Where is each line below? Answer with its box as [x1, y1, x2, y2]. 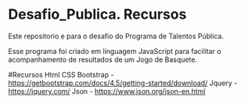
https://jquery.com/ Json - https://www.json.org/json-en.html [8, 86, 206, 95]
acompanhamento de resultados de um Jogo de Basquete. [8, 55, 198, 64]
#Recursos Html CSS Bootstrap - [8, 70, 114, 79]
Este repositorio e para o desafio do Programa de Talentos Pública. [8, 31, 225, 41]
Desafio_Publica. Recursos [8, 5, 187, 23]
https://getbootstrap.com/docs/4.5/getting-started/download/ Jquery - [8, 78, 237, 88]
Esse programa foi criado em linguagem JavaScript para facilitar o [8, 46, 222, 56]
